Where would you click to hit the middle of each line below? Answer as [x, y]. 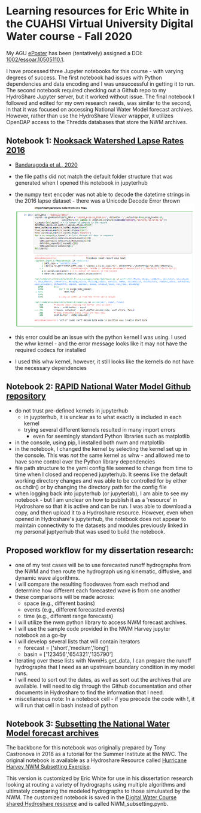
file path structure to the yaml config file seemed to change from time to [104, 468]
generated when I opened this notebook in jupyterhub [81, 183]
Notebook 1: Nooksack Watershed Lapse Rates [95, 141]
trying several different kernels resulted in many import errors [100, 429]
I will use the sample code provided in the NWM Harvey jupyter [93, 628]
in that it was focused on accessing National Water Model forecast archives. [100, 109]
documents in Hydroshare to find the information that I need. [89, 692]
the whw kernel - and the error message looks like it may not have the [101, 344]
